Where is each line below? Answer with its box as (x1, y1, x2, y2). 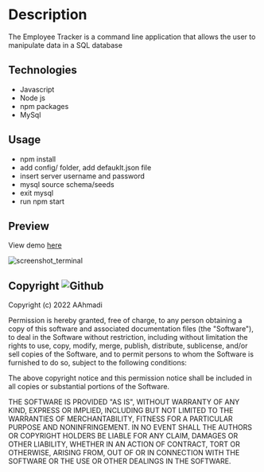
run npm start (19, 197, 65, 206)
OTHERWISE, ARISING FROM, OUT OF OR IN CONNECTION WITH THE (8, 448, 240, 458)
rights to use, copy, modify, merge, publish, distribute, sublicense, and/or (8, 341, 248, 351)
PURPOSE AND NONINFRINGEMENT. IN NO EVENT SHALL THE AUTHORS (8, 423, 253, 432)
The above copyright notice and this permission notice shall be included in (8, 373, 252, 383)
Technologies (8, 64, 78, 77)
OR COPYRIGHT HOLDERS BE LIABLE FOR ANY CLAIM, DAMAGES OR (8, 431, 239, 441)
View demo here (8, 240, 62, 250)
